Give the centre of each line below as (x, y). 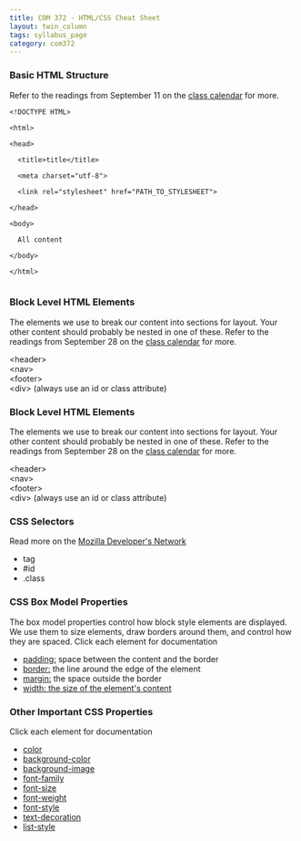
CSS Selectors (42, 522)
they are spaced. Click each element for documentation (114, 641)
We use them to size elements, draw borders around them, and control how (151, 631)
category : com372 (42, 43)
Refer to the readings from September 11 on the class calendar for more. (145, 95)
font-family (43, 779)
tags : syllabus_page (49, 35)
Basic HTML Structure (59, 76)
